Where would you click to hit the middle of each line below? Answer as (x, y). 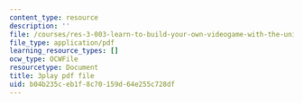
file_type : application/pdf (62, 43)
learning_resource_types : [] (64, 51)
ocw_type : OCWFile (44, 59)
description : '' (40, 26)
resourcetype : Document (54, 68)
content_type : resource (54, 17)
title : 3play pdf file (52, 76)
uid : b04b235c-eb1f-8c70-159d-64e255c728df (92, 84)
